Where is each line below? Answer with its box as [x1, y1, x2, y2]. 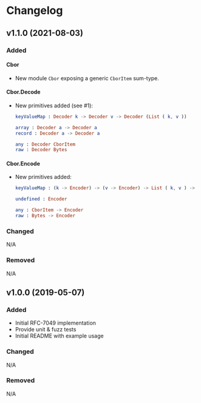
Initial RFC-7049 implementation [15, 319, 96, 327]
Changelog [6, 4, 63, 18]
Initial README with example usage [15, 332, 104, 340]
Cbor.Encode [6, 160, 41, 167]
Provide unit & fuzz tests [15, 326, 77, 333]
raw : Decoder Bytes [15, 147, 67, 153]
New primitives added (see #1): [15, 101, 93, 109]
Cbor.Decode [6, 89, 41, 96]
